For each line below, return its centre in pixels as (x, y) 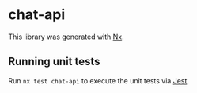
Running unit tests (54, 62)
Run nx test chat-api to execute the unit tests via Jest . (99, 80)
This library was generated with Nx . (66, 37)
